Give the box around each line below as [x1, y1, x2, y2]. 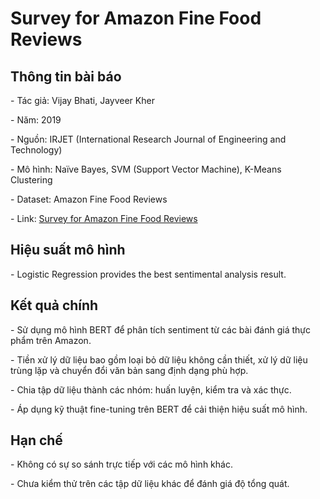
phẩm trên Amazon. [10, 334, 92, 346]
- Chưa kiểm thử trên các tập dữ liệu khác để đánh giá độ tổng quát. [10, 478, 290, 490]
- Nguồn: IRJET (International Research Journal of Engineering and [10, 133, 287, 145]
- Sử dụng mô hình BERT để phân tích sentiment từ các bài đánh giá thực [10, 323, 311, 336]
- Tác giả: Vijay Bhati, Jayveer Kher [10, 95, 155, 106]
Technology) [10, 144, 63, 156]
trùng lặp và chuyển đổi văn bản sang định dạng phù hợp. [10, 364, 249, 376]
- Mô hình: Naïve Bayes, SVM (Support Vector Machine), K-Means [10, 163, 282, 175]
